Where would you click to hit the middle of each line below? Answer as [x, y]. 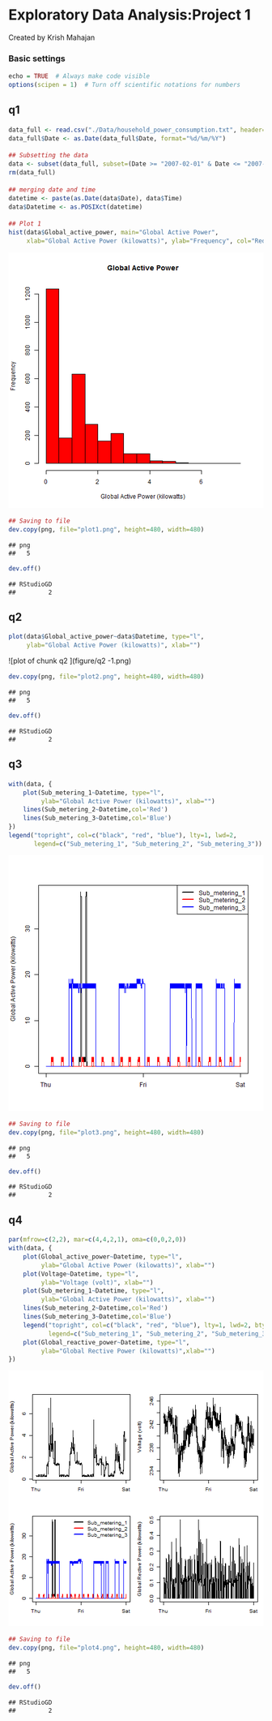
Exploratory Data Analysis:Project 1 [130, 15]
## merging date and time [52, 189]
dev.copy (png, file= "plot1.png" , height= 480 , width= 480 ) [106, 529]
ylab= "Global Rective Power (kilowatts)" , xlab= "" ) [128, 1351]
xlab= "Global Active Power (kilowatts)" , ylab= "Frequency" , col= [139, 241]
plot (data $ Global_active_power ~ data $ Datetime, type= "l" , [106, 637]
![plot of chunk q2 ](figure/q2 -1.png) [70, 661]
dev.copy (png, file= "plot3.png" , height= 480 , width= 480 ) [106, 1132]
